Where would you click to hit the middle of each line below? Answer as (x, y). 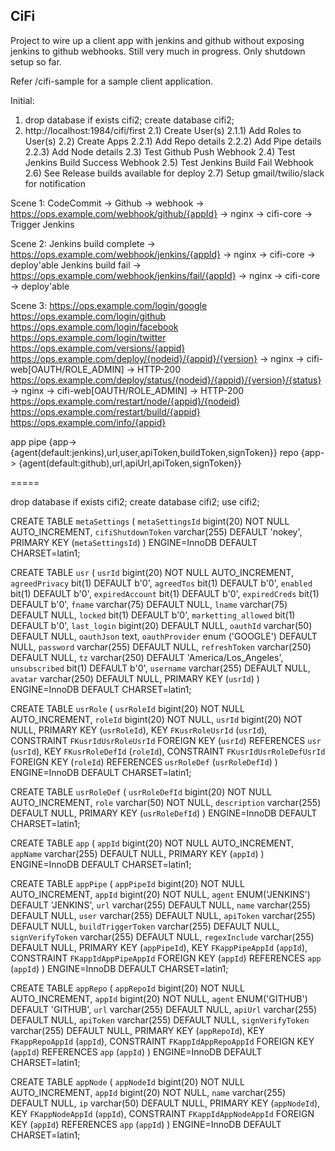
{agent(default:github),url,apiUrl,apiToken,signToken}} (130, 463)
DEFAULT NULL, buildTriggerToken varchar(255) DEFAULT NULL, (145, 926)
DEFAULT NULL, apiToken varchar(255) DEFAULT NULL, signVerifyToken (160, 1020)
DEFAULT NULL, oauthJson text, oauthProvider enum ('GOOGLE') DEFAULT (164, 636)
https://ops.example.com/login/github (88, 316)
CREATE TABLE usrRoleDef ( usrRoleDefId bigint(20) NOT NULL (141, 791)
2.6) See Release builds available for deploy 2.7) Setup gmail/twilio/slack (174, 173)
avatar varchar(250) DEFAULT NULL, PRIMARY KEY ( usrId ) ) (135, 678)
